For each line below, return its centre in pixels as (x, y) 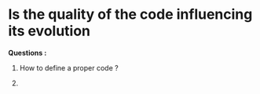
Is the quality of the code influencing (130, 14)
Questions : (27, 52)
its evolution (49, 31)
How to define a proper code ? (69, 67)
